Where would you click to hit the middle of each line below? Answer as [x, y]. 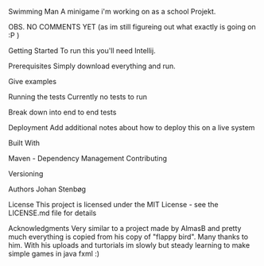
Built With [24, 143]
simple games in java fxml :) [54, 254]
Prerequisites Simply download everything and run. [92, 66]
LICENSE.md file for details [52, 213]
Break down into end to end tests [62, 112]
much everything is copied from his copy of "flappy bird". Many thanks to [128, 237]
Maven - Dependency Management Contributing [88, 158]
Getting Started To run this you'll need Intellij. [82, 50]
